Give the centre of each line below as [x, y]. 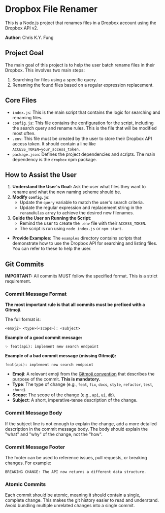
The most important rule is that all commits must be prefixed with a [75, 305]
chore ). [19, 390]
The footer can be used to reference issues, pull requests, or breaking [76, 458]
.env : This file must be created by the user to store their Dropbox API [82, 138]
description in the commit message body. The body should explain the [77, 429]
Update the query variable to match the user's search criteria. [82, 203]
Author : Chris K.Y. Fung [29, 37]
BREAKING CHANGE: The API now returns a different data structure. [76, 472]
